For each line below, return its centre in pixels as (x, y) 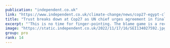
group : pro (17, 33)
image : (12, 28)
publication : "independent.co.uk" (42, 10)
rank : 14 (14, 38)
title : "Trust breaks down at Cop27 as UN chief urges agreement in (79, 19)
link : (11, 14)
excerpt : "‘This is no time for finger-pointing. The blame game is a (81, 24)
